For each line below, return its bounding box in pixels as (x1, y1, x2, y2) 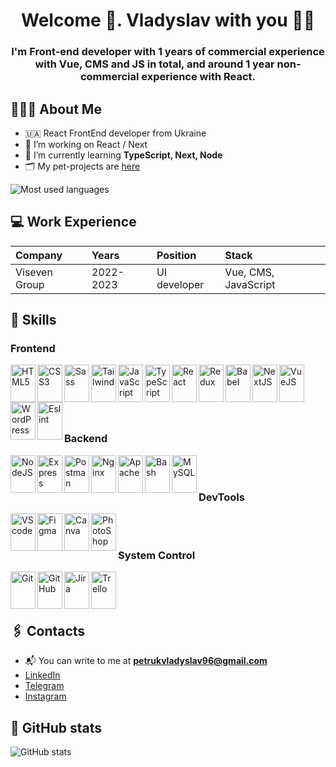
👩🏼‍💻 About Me (10, 100, 102, 118)
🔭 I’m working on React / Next (24, 138, 148, 150)
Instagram (24, 690, 67, 703)
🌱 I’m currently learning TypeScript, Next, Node (24, 149, 223, 161)
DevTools (198, 490, 245, 504)
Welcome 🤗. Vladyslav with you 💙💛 (20, 9, 316, 32)
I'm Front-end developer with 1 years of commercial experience (11, 45, 325, 59)
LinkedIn (24, 669, 61, 681)
